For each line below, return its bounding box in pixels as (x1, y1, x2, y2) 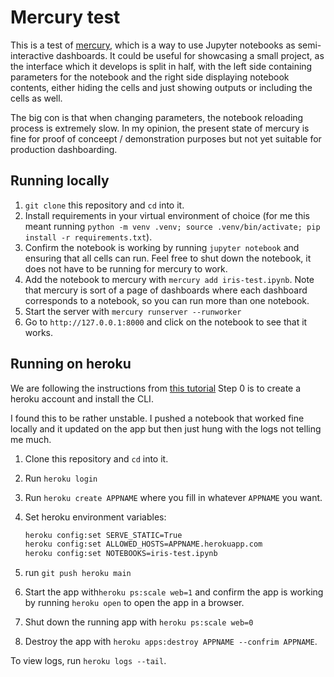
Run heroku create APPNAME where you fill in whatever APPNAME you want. (24, 491, 323, 503)
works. (24, 326, 53, 338)
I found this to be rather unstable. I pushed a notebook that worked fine (10, 412, 305, 424)
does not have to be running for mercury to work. (24, 262, 228, 275)
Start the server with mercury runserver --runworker (24, 305, 242, 317)
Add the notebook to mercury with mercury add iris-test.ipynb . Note (24, 273, 315, 285)
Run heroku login (24, 472, 98, 484)
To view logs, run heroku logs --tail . (10, 655, 167, 667)
